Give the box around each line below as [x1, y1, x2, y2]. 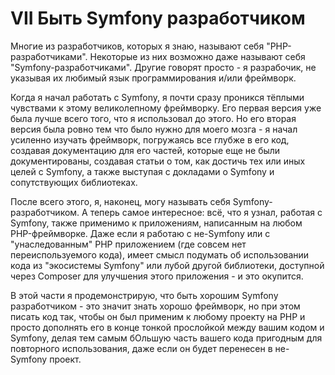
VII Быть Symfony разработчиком [10, 7, 306, 30]
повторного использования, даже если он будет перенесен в [10, 342, 273, 354]
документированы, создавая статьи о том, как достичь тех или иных [10, 155, 306, 167]
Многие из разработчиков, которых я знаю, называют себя [10, 40, 265, 52]
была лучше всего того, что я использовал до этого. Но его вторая [10, 112, 297, 124]
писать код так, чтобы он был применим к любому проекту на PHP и [10, 310, 306, 322]
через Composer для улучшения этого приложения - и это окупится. [10, 270, 304, 282]
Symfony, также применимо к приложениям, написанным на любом [10, 217, 303, 229]
